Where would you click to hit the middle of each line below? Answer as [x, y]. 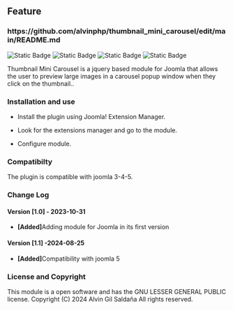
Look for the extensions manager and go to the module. [97, 130]
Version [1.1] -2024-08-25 [46, 243]
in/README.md [34, 40]
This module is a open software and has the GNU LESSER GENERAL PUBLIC [117, 291]
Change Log [28, 195]
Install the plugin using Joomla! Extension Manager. [91, 116]
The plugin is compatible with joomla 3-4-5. [70, 177]
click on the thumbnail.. [41, 84]
